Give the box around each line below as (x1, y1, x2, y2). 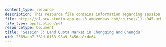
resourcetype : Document (5, 25, 54, 30)
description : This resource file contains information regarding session (5, 12, 161, 17)
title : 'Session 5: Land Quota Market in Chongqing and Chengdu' (5, 30, 142, 35)
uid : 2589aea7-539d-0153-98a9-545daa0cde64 (5, 35, 96, 40)
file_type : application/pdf (5, 21, 63, 26)
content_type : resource (5, 7, 54, 12)
